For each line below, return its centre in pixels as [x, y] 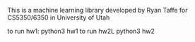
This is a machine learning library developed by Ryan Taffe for [98, 10]
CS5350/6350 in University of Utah [59, 17]
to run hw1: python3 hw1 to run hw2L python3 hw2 [81, 31]
